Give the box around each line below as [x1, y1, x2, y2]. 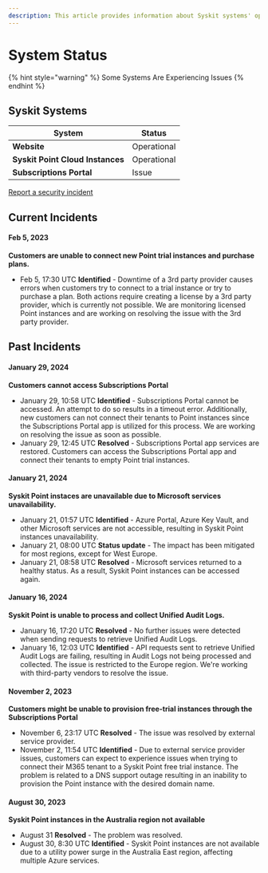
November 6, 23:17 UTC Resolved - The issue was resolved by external [19, 728, 255, 738]
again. [19, 574, 41, 583]
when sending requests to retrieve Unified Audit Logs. [19, 634, 198, 643]
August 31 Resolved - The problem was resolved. [19, 831, 183, 840]
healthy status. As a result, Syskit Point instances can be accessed [19, 566, 240, 575]
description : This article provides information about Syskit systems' [8, 11, 251, 20]
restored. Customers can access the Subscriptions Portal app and [19, 446, 237, 456]
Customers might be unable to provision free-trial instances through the [8, 704, 253, 714]
